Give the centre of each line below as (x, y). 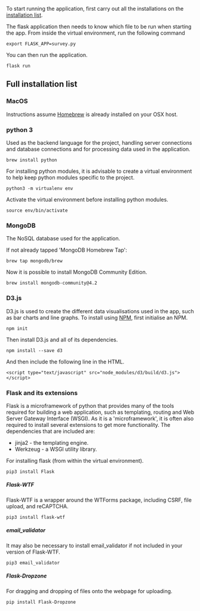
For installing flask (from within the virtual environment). (75, 460)
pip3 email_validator (33, 563)
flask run (19, 66)
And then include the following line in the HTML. (65, 362)
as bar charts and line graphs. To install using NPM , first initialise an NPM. (97, 317)
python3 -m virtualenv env (40, 188)
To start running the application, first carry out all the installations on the (95, 9)
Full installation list (42, 84)
